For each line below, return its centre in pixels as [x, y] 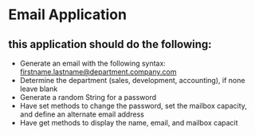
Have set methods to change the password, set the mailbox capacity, [133, 106]
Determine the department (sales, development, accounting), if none [132, 80]
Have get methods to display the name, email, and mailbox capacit [129, 123]
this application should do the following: [110, 44]
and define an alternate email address [82, 114]
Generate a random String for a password [88, 97]
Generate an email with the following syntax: [92, 63]
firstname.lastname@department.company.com [98, 72]
